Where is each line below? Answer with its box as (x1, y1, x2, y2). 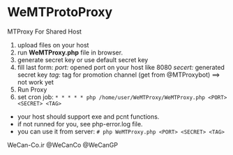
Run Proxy (17, 85, 47, 94)
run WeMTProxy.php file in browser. (17, 48, 123, 57)
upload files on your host (17, 40, 89, 49)
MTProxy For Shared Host (7, 27, 82, 36)
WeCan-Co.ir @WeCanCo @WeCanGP (7, 140, 119, 149)
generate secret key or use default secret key (17, 55, 149, 64)
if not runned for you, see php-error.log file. (17, 119, 143, 128)
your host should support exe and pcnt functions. (17, 112, 160, 121)
